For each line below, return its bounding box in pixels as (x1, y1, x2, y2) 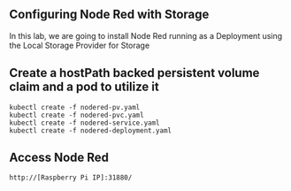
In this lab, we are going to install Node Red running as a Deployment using (9, 30, 283, 41)
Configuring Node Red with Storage (9, 7, 210, 22)
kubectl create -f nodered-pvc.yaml (9, 111, 144, 119)
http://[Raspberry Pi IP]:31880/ (9, 173, 133, 182)
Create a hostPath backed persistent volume (9, 65, 260, 80)
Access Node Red (9, 150, 109, 165)
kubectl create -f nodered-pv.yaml (9, 103, 141, 111)
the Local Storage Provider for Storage (9, 40, 150, 50)
